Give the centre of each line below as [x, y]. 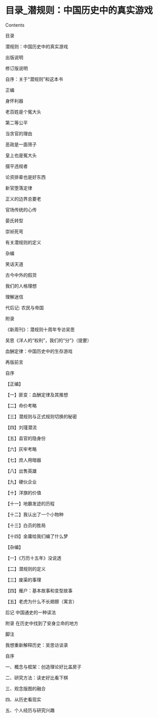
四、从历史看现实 [23, 699]
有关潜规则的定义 [23, 242]
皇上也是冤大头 [21, 155]
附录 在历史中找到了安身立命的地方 [42, 623]
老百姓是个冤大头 [23, 112]
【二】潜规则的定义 [26, 568]
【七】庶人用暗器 [23, 460]
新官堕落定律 [19, 188]
